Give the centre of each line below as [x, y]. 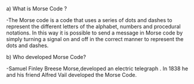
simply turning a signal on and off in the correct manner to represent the [95, 39]
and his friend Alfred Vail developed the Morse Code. [72, 75]
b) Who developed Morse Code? [46, 57]
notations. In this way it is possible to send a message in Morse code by [95, 33]
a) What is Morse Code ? [37, 9]
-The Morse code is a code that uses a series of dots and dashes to [89, 20]
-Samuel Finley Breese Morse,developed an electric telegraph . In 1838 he [97, 69]
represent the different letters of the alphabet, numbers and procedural [93, 27]
